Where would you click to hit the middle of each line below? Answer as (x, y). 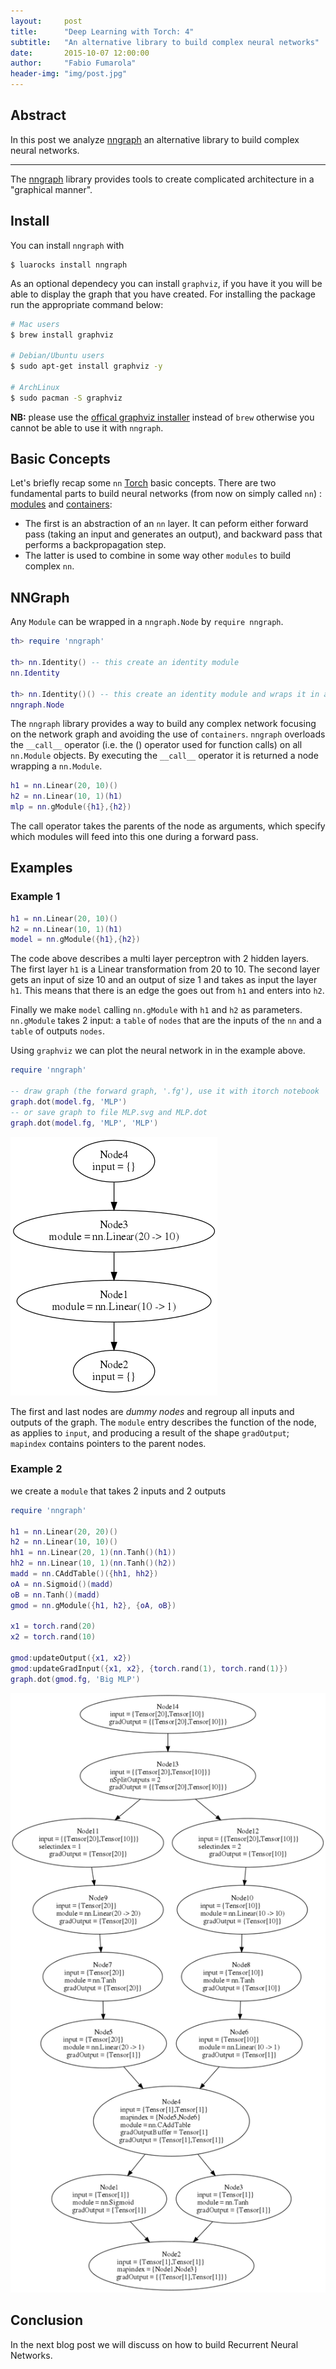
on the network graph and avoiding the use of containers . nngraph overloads (168, 734)
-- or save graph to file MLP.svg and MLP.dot (109, 1112)
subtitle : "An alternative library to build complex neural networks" (165, 42)
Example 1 (35, 897)
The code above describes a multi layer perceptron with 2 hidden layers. (160, 959)
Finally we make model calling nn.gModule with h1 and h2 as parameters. (156, 1010)
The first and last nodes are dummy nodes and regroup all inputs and (152, 1411)
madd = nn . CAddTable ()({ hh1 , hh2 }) (84, 1574)
